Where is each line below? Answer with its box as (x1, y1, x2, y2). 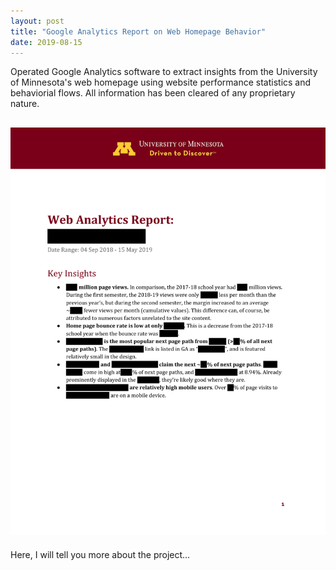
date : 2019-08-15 (10, 37, 83, 47)
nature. (10, 98, 40, 110)
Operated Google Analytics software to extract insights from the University (10, 66, 318, 78)
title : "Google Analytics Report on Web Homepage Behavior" (10, 26, 267, 37)
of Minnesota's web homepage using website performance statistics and (10, 76, 312, 89)
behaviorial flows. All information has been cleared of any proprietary (10, 87, 296, 99)
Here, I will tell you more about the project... (10, 548, 191, 560)
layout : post (10, 16, 65, 26)
